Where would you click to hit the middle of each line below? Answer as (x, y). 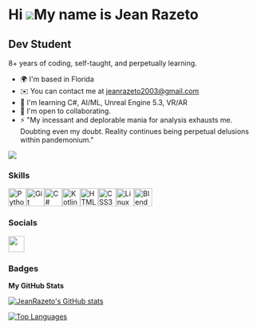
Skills (19, 175)
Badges (23, 268)
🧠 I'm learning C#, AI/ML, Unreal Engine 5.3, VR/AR (103, 102)
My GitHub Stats (36, 285)
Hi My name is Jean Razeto (103, 15)
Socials (23, 223)
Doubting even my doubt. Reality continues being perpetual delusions (134, 131)
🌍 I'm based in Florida (57, 79)
